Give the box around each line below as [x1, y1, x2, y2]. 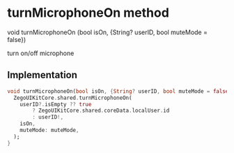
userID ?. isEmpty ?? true [19, 101, 92, 108]
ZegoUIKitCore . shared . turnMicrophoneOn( [13, 94, 132, 101]
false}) [7, 35, 26, 43]
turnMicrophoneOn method [7, 5, 169, 21]
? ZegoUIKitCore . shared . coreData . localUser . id [32, 107, 170, 115]
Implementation [7, 69, 78, 81]
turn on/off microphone [7, 49, 75, 57]
